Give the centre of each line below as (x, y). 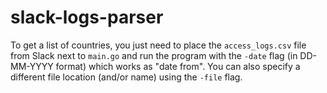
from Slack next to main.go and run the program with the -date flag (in (154, 55)
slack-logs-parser (87, 17)
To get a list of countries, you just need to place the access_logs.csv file (158, 45)
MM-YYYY (32, 66)
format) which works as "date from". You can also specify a (178, 66)
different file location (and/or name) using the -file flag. (126, 77)
